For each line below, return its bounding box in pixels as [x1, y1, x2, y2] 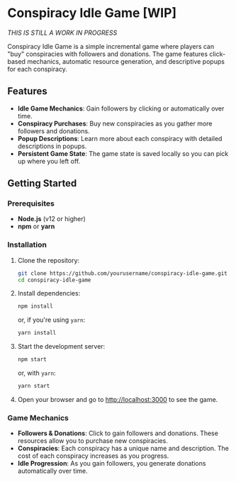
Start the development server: [17, 342, 106, 351]
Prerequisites [7, 198, 55, 208]
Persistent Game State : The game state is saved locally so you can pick [17, 149, 229, 157]
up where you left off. [17, 157, 81, 165]
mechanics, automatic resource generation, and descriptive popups [27, 57, 225, 65]
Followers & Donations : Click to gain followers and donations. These [17, 429, 218, 437]
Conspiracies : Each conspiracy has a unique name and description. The [17, 444, 229, 453]
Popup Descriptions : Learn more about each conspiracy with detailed [17, 134, 223, 142]
